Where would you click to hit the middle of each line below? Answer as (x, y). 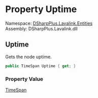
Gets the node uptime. (28, 57)
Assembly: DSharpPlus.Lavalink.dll (41, 28)
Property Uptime (41, 9)
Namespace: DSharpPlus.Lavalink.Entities (49, 23)
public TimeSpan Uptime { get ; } (41, 66)
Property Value (24, 79)
